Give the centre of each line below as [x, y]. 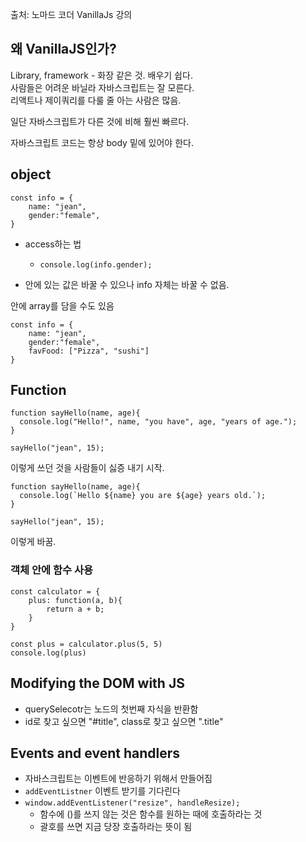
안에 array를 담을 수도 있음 [62, 305]
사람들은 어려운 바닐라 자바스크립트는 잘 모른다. [102, 87]
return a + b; [75, 609]
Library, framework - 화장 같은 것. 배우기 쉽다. [101, 75]
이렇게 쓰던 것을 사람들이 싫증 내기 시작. [87, 468]
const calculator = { [55, 591]
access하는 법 [53, 244]
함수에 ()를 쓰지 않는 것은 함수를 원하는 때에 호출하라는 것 [151, 814]
